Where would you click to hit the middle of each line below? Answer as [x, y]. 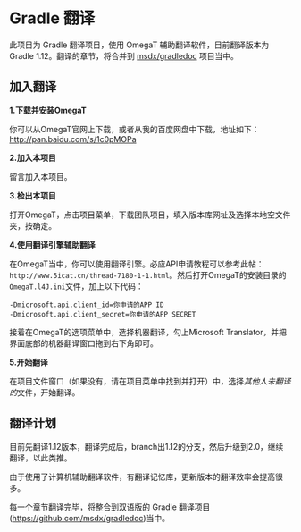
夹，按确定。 [33, 225]
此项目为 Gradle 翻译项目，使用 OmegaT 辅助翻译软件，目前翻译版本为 [139, 45]
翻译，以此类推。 [41, 458]
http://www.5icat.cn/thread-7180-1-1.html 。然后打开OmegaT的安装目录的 [148, 274]
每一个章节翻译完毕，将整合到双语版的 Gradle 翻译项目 [110, 507]
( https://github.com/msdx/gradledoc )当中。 [89, 518]
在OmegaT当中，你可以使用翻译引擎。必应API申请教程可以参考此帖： [137, 264]
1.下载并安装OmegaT [48, 110]
